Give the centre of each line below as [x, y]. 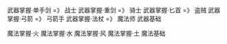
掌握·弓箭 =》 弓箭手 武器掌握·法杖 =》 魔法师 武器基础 [84, 19]
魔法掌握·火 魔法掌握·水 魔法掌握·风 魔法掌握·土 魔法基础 [86, 33]
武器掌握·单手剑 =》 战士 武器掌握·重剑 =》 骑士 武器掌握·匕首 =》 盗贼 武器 [114, 10]
